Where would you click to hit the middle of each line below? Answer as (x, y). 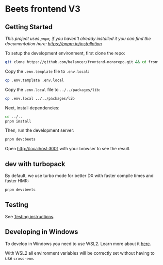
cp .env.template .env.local (34, 80)
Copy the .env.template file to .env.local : (47, 71)
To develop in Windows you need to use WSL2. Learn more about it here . (78, 244)
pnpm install (18, 121)
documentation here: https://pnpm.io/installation (54, 44)
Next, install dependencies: (32, 107)
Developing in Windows (42, 232)
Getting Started (29, 27)
